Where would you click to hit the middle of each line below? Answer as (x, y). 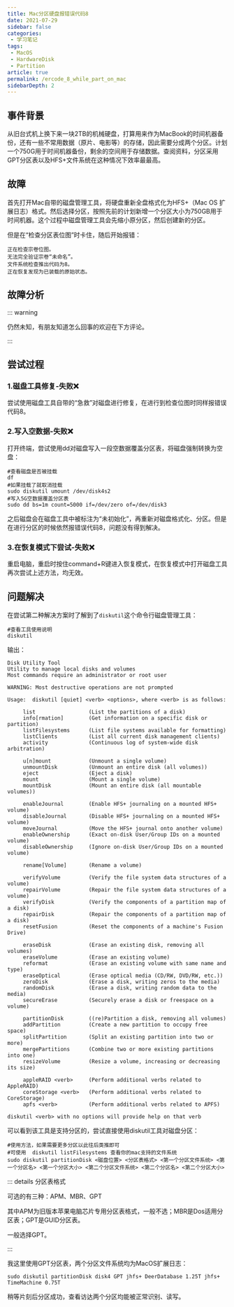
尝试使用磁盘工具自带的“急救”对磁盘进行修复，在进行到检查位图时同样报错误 (117, 403)
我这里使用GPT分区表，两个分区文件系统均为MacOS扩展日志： (97, 1263)
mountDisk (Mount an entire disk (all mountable (112, 786)
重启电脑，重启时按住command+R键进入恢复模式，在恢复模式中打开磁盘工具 (117, 563)
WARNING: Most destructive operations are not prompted (90, 687)
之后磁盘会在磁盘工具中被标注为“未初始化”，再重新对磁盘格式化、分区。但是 (117, 519)
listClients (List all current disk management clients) (121, 737)
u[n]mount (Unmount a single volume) (95, 761)
